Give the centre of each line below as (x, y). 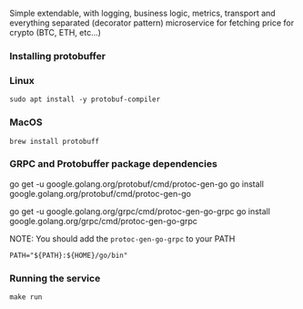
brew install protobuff (55, 141)
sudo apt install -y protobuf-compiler (85, 99)
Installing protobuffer (58, 56)
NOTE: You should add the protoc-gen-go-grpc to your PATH (122, 238)
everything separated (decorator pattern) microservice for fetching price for (152, 23)
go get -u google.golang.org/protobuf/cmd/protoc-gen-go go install (136, 184)
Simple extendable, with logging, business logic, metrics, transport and (142, 13)
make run (26, 297)
